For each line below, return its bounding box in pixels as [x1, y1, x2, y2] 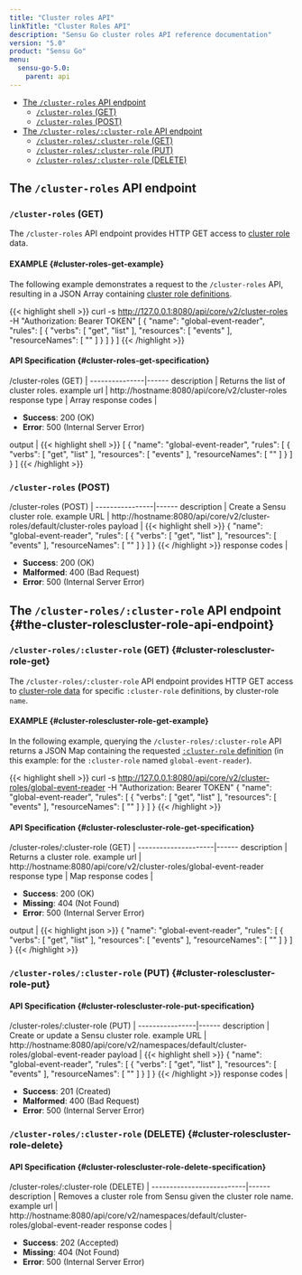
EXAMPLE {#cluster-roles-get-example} [9, 258, 164, 269]
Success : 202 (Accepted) [22, 1237, 119, 1248]
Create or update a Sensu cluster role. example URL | [9, 1030, 207, 1041]
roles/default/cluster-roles [9, 520, 106, 531]
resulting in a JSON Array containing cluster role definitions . [9, 288, 233, 299]
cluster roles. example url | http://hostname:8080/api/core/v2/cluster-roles [9, 385, 288, 396]
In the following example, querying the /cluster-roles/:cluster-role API [9, 736, 282, 746]
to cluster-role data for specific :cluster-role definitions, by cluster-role [9, 685, 279, 696]
